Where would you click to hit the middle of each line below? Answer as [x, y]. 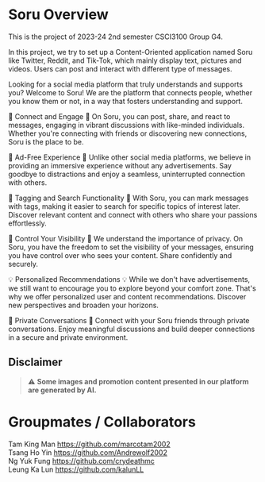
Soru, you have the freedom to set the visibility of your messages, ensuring [131, 247]
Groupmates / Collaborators [102, 422]
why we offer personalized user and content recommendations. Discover [127, 296]
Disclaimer [35, 362]
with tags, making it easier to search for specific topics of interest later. [124, 206]
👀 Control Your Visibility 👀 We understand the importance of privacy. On [126, 238]
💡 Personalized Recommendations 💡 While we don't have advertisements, [129, 279]
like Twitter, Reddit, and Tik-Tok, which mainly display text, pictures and [125, 60]
